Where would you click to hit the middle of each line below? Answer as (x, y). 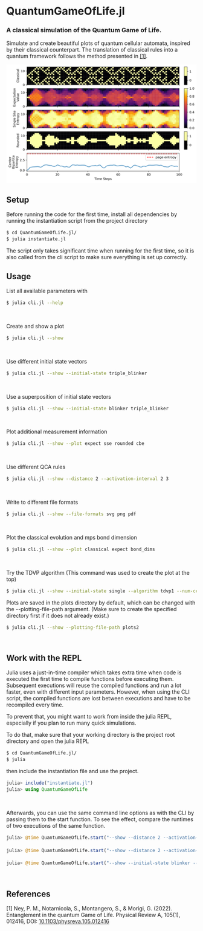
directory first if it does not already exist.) (58, 615)
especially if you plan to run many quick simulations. (71, 723)
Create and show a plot (35, 326)
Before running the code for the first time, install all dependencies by (92, 214)
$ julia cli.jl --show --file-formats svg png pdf (71, 514)
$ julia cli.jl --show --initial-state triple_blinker (77, 373)
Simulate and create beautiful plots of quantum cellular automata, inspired (98, 43)
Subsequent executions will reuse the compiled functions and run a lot (94, 686)
